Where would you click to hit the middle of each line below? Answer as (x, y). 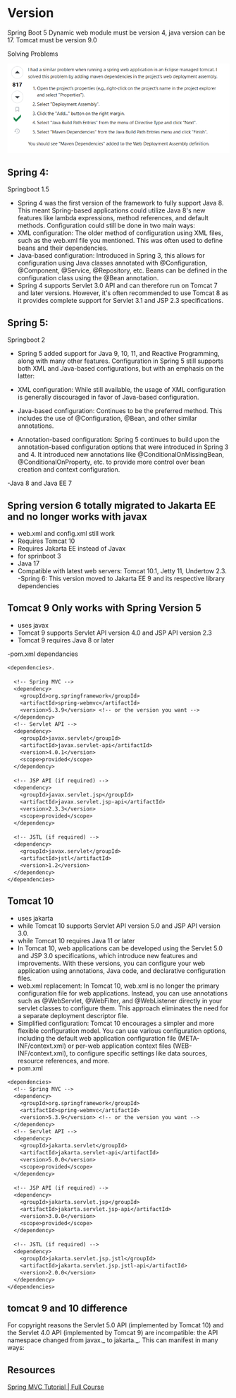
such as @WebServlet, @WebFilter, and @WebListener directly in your (120, 1000)
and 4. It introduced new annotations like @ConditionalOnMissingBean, (120, 455)
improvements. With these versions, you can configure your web (111, 963)
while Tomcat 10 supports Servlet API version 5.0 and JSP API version (119, 926)
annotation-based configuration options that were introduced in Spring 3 (123, 447)
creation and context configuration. (69, 470)
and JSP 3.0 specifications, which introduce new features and (107, 955)
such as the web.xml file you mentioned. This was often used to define (120, 241)
